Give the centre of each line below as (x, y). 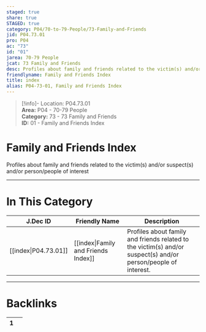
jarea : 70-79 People (33, 58)
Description (162, 221)
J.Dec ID (39, 221)
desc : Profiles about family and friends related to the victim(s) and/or (104, 69)
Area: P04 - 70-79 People (54, 110)
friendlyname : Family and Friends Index (59, 75)
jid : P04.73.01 (26, 35)
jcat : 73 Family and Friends (44, 63)
